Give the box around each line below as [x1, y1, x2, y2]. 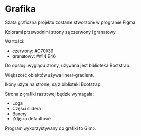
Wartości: [5, 38, 24, 44]
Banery [12, 111, 27, 117]
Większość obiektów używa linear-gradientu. [5, 72, 96, 78]
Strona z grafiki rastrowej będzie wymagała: [5, 91, 94, 97]
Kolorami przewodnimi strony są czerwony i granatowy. [5, 29, 117, 35]
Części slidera [12, 105, 41, 111]
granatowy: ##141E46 [12, 53, 56, 59]
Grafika [5, 3, 36, 15]
